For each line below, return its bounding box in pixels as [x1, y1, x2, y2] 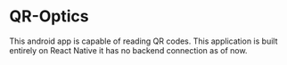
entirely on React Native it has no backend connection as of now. [9, 45, 248, 55]
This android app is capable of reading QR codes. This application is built [9, 36, 278, 46]
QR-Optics [9, 6, 89, 27]
